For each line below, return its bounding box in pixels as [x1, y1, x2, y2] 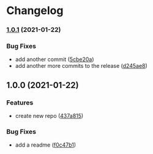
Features [6, 98, 34, 107]
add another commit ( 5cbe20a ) [15, 56, 94, 63]
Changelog [6, 4, 64, 18]
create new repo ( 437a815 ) [15, 112, 84, 120]
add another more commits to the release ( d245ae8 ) [15, 62, 148, 70]
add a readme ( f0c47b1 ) [15, 141, 76, 148]
